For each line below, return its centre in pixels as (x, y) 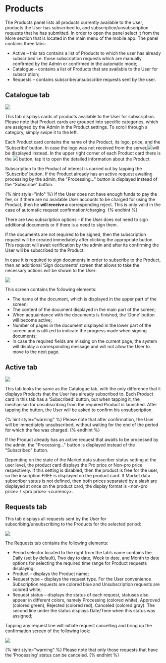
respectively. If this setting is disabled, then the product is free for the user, (82, 470)
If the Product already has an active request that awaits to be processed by (82, 440)
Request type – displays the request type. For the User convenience (82, 579)
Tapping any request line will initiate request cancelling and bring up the (79, 626)
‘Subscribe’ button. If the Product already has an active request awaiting (79, 174)
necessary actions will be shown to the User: (51, 270)
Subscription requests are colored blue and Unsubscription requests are (86, 585)
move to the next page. (36, 352)
